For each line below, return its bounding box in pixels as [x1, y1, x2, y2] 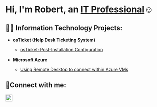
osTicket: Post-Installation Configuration [20, 47, 103, 52]
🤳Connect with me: [5, 81, 66, 89]
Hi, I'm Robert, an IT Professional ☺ [5, 4, 154, 15]
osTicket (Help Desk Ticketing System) [12, 37, 96, 43]
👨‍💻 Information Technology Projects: [5, 24, 123, 32]
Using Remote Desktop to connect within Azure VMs [20, 67, 129, 72]
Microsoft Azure [12, 57, 48, 63]
